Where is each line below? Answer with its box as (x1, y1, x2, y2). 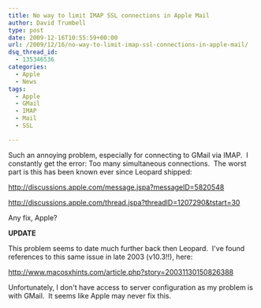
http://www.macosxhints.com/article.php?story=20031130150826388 (8, 267, 234, 276)
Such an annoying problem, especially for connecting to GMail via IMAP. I (8, 150, 248, 160)
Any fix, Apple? (8, 212, 58, 222)
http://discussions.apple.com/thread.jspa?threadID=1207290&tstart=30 (8, 197, 240, 207)
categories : (8, 63, 47, 71)
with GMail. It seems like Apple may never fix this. (8, 291, 172, 300)
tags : (8, 85, 26, 93)
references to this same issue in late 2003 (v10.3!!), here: (8, 252, 193, 261)
